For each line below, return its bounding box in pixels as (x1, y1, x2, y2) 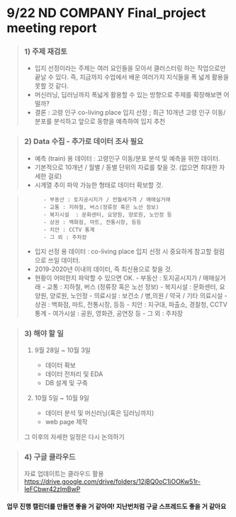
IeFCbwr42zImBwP (23, 485, 81, 494)
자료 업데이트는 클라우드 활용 (23, 470, 104, 478)
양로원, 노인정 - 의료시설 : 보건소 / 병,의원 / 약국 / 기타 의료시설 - (50, 291, 227, 300)
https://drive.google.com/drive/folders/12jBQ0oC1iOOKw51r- (23, 477, 201, 486)
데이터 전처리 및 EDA (45, 370, 103, 378)
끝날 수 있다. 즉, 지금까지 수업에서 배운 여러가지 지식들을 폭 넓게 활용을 (34, 73, 230, 81)
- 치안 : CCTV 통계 (43, 226, 95, 233)
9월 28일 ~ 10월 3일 (34, 346, 91, 355)
